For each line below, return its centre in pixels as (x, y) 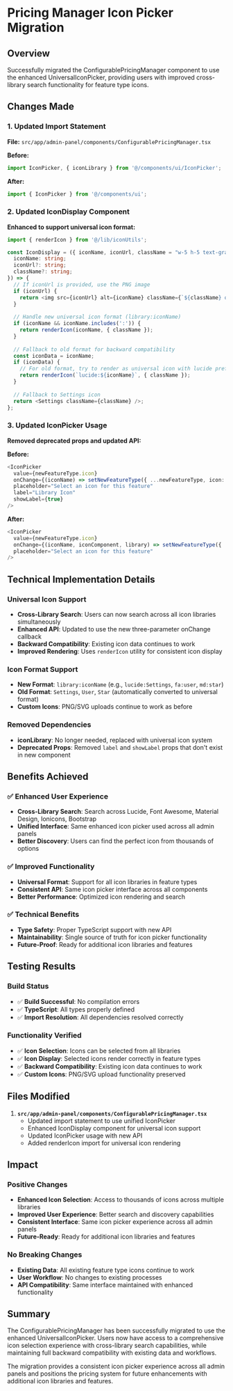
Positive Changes (37, 1184)
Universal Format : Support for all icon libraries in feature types (107, 881)
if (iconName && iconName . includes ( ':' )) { (77, 324)
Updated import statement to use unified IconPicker (101, 1121)
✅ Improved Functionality (51, 867)
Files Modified (39, 1097)
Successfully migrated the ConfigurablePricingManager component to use (113, 70)
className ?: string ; (43, 272)
